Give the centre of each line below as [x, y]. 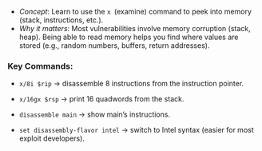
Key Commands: [40, 66]
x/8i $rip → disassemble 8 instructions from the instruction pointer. [131, 84]
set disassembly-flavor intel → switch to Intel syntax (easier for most [136, 130]
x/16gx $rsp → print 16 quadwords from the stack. [101, 99]
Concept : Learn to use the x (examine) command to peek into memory [135, 12]
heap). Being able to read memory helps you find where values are [129, 37]
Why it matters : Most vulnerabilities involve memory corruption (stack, [135, 28]
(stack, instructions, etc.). [61, 20]
